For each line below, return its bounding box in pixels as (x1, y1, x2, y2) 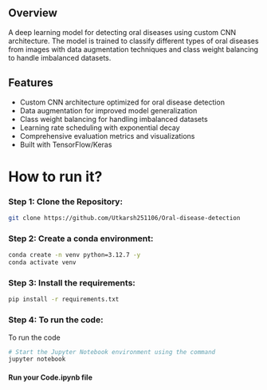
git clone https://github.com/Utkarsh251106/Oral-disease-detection (8, 215, 241, 223)
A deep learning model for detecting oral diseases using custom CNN (8, 27, 237, 37)
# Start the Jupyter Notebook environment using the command (8, 348, 216, 356)
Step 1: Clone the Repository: (8, 195, 124, 207)
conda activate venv (8, 258, 77, 266)
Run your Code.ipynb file (8, 372, 93, 382)
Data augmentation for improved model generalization (19, 105, 198, 115)
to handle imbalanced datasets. (8, 53, 112, 62)
